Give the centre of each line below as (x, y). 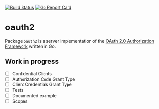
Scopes (20, 101)
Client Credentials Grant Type (42, 84)
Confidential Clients (32, 73)
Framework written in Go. (31, 46)
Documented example (34, 95)
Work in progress (32, 62)
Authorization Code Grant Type (44, 79)
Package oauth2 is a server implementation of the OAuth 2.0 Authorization (79, 41)
